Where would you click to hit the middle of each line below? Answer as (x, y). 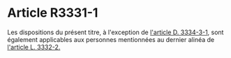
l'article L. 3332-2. (34, 47)
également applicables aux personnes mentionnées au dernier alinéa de (111, 39)
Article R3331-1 (53, 13)
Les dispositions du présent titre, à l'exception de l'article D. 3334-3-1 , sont (115, 32)
